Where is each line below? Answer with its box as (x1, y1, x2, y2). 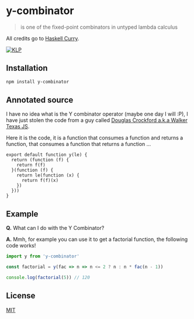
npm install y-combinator (6, 79, 69, 84)
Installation (6, 63, 48, 73)
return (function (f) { (11, 157, 69, 163)
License (6, 291, 36, 301)
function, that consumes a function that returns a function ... (6, 141, 151, 148)
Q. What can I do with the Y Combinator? (6, 225, 105, 232)
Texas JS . (6, 123, 30, 130)
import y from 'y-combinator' (6, 253, 80, 259)
